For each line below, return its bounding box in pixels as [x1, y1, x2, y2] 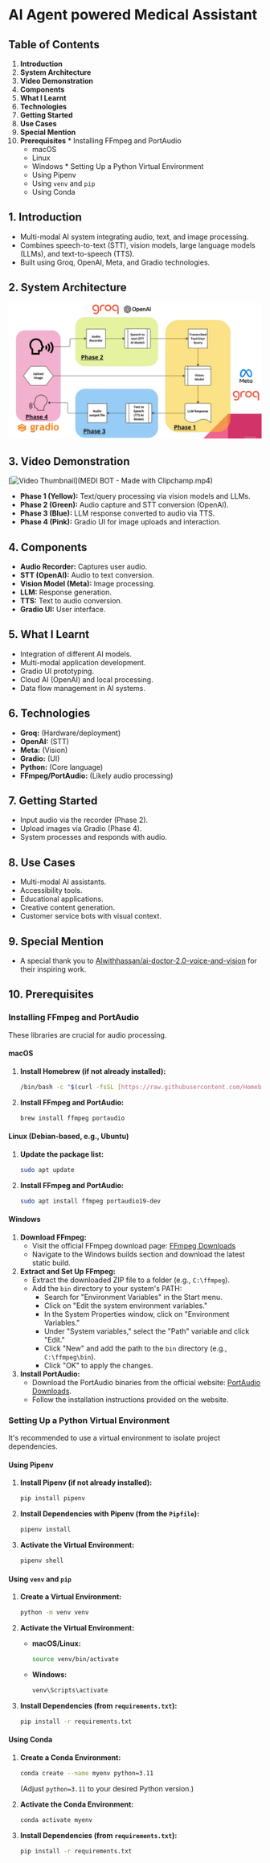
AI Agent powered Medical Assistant [8, 6, 258, 24]
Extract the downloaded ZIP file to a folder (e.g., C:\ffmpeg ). [31, 1275, 231, 1285]
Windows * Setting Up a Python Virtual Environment [31, 162, 204, 171]
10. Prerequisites [8, 988, 94, 1001]
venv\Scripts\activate [31, 1686, 108, 1694]
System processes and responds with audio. [19, 833, 167, 842]
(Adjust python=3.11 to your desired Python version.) [19, 1783, 194, 1793]
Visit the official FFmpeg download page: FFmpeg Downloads [31, 1240, 236, 1250]
